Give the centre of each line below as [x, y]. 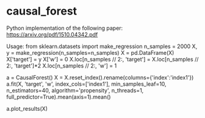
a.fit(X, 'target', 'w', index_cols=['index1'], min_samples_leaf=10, [86, 84]
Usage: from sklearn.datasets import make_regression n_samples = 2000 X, [102, 46]
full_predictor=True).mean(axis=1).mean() [59, 97]
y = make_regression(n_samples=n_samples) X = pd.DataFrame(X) [90, 52]
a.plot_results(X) [27, 108]
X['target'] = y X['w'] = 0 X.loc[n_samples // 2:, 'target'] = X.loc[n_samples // [103, 59]
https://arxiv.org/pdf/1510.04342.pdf [52, 34]
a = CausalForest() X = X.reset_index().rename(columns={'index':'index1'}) [100, 77]
